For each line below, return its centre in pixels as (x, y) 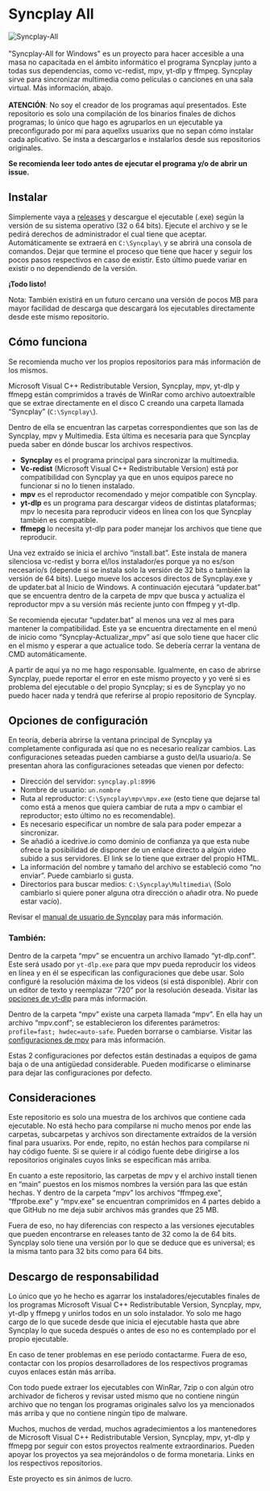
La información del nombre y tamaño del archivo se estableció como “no (141, 867)
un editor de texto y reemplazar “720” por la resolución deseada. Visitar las (133, 990)
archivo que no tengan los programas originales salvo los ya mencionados (132, 1405)
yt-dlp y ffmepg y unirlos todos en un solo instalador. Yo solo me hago (125, 1313)
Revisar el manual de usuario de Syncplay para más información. (116, 917)
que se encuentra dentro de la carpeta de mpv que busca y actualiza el (127, 595)
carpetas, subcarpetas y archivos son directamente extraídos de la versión (133, 1134)
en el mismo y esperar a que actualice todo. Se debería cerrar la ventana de (134, 645)
